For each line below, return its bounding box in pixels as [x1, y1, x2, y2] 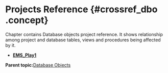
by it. [5, 42, 16, 48]
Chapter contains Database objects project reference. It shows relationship [5, 31, 163, 37]
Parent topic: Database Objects [5, 62, 71, 68]
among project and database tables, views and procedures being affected [5, 37, 161, 43]
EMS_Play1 [12, 52, 37, 58]
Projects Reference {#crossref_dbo [5, 4, 158, 15]
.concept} [5, 14, 49, 26]
